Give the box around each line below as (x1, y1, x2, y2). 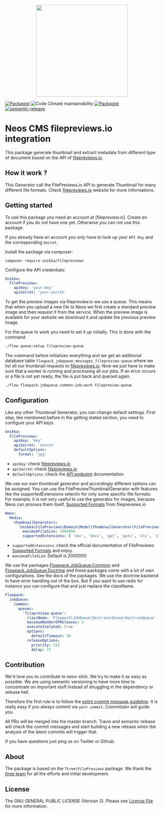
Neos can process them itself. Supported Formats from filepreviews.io (5, 501, 146, 507)
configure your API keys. (5, 420, 55, 426)
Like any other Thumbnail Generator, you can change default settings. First (5, 409, 156, 415)
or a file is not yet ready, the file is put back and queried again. (5, 373, 131, 379)
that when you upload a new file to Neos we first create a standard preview (5, 304, 156, 310)
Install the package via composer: (5, 248, 73, 254)
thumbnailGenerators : (14, 520, 58, 525)
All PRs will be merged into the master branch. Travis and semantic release (5, 719, 156, 724)
